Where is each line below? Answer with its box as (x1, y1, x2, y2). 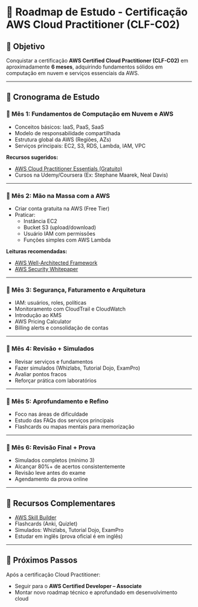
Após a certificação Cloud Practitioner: (6, 571, 101, 578)
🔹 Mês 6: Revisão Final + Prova (6, 443, 96, 451)
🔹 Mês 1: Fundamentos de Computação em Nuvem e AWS (6, 110, 174, 118)
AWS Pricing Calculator (14, 318, 72, 325)
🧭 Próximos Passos (6, 555, 78, 566)
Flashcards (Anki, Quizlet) (14, 520, 78, 527)
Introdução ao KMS (14, 312, 62, 319)
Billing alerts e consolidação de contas (14, 324, 109, 331)
